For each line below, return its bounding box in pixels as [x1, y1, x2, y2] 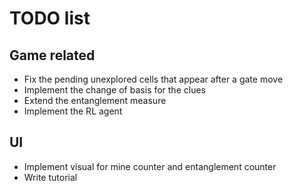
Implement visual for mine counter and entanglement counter [23, 160, 277, 172]
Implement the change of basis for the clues [23, 84, 206, 96]
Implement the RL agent [23, 105, 123, 117]
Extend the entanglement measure [23, 95, 167, 106]
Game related [9, 47, 96, 64]
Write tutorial [23, 171, 78, 183]
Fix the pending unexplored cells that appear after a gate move [23, 73, 284, 85]
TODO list [9, 7, 91, 30]
